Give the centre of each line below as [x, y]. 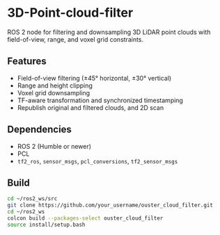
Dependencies [39, 130]
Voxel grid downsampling [54, 92]
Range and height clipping [55, 86]
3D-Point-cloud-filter [70, 13]
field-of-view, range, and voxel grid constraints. [76, 39]
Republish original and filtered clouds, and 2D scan [91, 107]
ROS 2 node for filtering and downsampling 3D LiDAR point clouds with [109, 32]
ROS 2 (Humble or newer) [54, 146]
